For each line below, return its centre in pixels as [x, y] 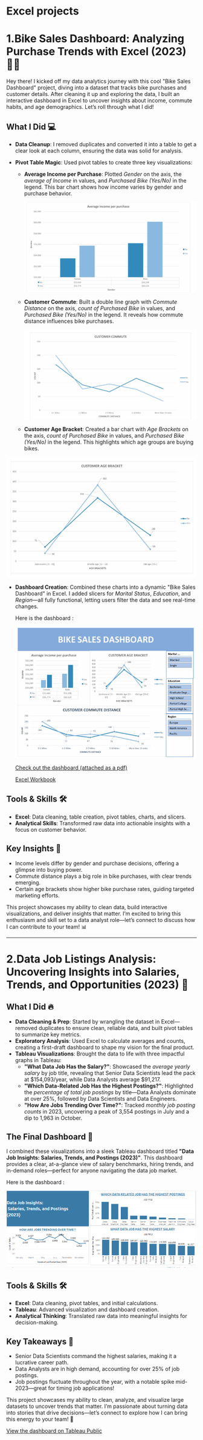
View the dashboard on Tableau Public [54, 1430]
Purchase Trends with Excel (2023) [96, 52]
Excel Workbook [35, 779]
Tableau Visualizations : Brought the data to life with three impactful [100, 1054]
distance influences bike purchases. [69, 321]
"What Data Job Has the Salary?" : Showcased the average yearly [107, 1066]
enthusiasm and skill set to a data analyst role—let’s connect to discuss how [101, 919]
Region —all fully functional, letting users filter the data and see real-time [105, 600]
